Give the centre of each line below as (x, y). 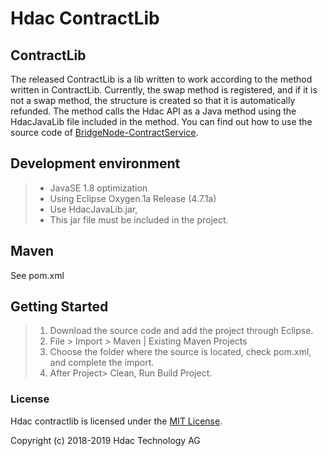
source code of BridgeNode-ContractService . (104, 132)
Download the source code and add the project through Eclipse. (181, 331)
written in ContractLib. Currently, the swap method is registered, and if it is (164, 90)
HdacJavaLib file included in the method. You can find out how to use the (161, 121)
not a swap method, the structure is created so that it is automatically (153, 100)
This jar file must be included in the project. (139, 219)
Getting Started (59, 307)
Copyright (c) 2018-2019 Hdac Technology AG (105, 440)
